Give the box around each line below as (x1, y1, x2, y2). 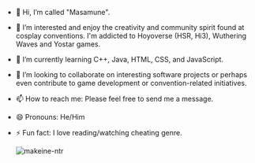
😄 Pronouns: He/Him (15, 113, 85, 121)
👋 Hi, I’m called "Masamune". (15, 8, 111, 17)
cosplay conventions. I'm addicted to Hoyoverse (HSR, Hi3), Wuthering (15, 31, 247, 40)
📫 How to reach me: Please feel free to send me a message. (15, 94, 214, 103)
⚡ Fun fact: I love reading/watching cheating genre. (15, 128, 183, 137)
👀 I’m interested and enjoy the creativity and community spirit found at (15, 23, 245, 31)
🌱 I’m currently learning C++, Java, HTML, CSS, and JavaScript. (15, 55, 223, 64)
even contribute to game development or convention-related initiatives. (15, 79, 247, 87)
